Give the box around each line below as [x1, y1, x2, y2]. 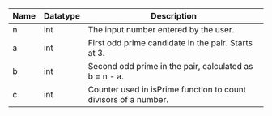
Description [151, 11, 197, 21]
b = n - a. [87, 71, 124, 82]
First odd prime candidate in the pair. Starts [87, 37, 253, 48]
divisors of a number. [87, 94, 168, 105]
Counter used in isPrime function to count [87, 84, 247, 95]
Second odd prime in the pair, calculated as [87, 61, 253, 71]
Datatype [43, 11, 81, 21]
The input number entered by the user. [87, 24, 235, 35]
